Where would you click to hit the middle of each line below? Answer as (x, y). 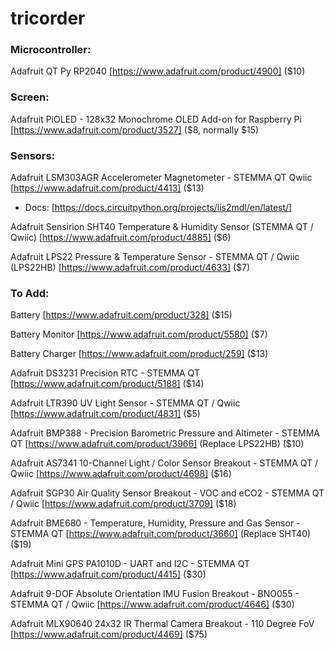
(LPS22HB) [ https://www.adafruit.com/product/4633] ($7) (130, 268)
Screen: (30, 97)
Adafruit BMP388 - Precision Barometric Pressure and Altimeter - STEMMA (165, 433)
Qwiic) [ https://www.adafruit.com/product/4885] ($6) (121, 238)
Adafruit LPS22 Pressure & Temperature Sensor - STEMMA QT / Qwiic (155, 257)
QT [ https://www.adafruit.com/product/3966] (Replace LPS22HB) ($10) (157, 444)
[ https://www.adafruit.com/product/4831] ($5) (105, 414)
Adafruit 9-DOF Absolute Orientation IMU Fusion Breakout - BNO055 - (155, 594)
